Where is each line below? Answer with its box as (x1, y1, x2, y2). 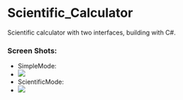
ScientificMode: (17, 77, 64, 86)
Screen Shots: (7, 46, 57, 56)
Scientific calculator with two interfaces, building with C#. (7, 28, 176, 37)
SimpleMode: (17, 62, 57, 70)
